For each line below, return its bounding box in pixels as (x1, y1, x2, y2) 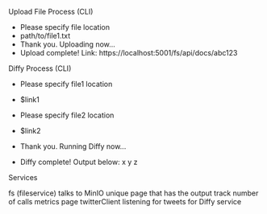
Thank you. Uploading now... (19, 39, 115, 49)
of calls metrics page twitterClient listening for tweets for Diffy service (8, 197, 242, 206)
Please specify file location (19, 23, 111, 31)
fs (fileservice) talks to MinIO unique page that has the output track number (8, 188, 259, 198)
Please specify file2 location (19, 110, 115, 120)
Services (8, 173, 38, 182)
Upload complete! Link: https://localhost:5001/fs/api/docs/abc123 (19, 48, 238, 57)
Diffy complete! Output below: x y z (19, 157, 139, 167)
